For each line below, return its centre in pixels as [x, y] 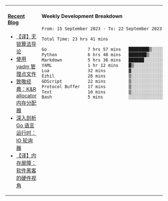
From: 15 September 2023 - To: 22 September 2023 [102, 29]
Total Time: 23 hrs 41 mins [75, 39]
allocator [26, 96]
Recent [16, 16]
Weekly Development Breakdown [82, 16]
